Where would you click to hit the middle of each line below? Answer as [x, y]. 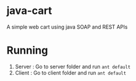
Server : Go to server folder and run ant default [73, 66]
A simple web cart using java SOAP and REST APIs [67, 27]
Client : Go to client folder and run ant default [71, 73]
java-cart [29, 11]
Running [27, 50]
